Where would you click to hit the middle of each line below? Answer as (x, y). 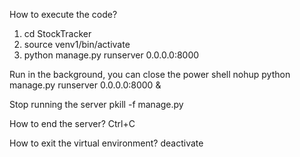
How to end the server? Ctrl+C (72, 123)
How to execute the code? (63, 14)
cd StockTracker (57, 33)
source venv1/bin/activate (77, 44)
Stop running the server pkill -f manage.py (96, 104)
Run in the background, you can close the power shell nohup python (150, 74)
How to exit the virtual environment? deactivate (106, 143)
